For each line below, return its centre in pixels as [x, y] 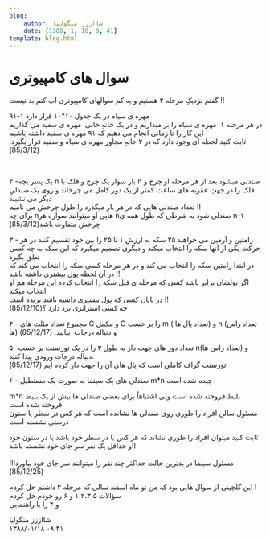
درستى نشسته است [39, 422]
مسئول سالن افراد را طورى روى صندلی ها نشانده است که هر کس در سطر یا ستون [133, 413]
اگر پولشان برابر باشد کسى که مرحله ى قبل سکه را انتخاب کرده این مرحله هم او [129, 282]
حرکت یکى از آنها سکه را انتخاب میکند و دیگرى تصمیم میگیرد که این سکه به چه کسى [135, 248]
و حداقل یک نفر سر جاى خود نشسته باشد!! [72, 446]
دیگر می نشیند [31, 199]
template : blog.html [44, 38]
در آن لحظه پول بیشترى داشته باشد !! [65, 274]
